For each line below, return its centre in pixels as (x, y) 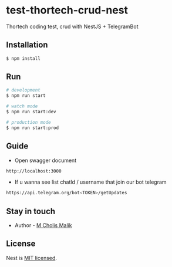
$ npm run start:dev (31, 112)
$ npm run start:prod (33, 128)
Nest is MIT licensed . (32, 258)
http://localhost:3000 (34, 171)
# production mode (28, 122)
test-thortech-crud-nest (67, 10)
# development (23, 90)
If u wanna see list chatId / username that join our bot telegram (90, 182)
